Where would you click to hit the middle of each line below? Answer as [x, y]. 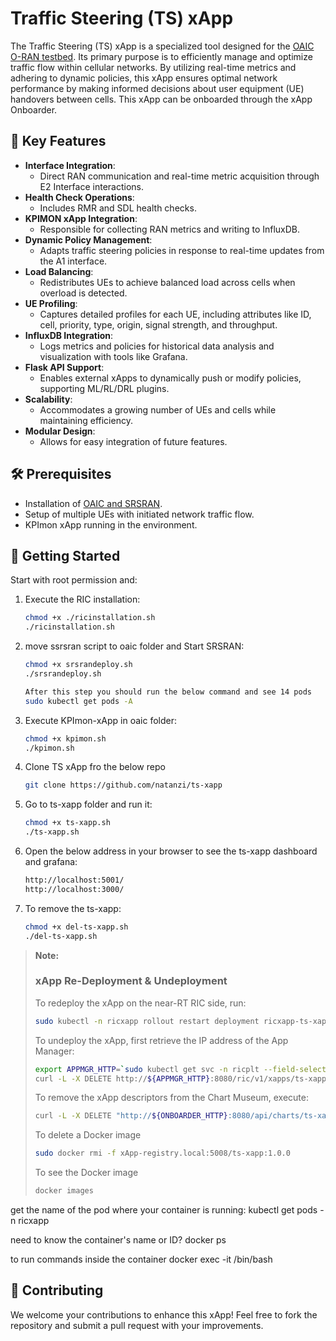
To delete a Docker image [88, 1135]
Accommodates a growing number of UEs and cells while [158, 409]
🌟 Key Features [58, 141]
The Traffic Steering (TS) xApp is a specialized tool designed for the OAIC [162, 46]
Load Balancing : [59, 271]
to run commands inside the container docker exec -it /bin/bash [141, 1259]
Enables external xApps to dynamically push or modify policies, [170, 378]
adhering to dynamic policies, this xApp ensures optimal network [144, 78]
